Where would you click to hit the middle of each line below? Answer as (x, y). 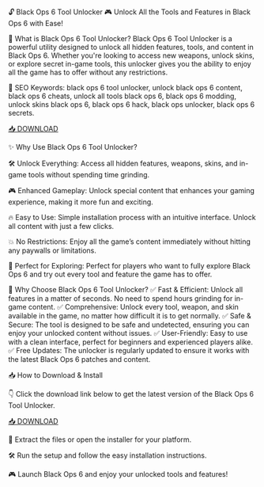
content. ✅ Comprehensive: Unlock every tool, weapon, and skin (134, 307)
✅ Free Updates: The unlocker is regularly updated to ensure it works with (129, 350)
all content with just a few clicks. (61, 226)
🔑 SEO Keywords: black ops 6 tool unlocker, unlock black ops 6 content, (125, 88)
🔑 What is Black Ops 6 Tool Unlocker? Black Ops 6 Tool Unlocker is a (121, 38)
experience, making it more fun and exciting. (81, 202)
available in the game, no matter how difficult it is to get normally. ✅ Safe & (130, 316)
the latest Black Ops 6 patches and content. (79, 359)
